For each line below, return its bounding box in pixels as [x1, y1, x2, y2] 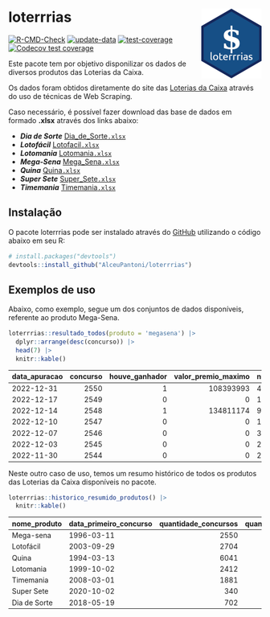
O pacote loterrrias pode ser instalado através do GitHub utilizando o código [8, 227, 261, 237]
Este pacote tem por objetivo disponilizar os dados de [8, 59, 186, 68]
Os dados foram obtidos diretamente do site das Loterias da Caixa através [8, 83, 255, 93]
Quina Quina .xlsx [19, 165, 80, 175]
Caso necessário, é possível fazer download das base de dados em [8, 107, 232, 117]
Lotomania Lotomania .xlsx [19, 148, 112, 158]
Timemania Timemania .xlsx [19, 182, 117, 192]
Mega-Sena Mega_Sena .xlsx [19, 157, 120, 167]
